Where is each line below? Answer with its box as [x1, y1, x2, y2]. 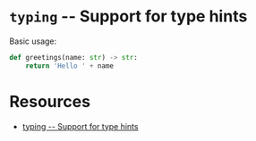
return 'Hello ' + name [25, 61, 115, 70]
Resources [9, 91, 91, 112]
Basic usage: [9, 36, 57, 46]
